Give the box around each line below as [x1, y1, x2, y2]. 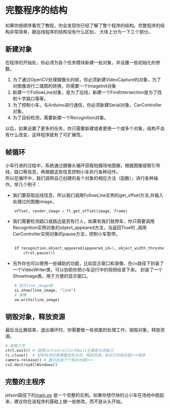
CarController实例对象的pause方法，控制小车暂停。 [12, 231, 120, 237]
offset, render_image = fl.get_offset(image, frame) [14, 208, 128, 213]
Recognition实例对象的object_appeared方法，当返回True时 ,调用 [12, 225, 147, 231]
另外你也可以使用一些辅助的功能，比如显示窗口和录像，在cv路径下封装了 [12, 261, 164, 267]
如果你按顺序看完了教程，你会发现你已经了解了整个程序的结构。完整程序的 [5, 22, 160, 28]
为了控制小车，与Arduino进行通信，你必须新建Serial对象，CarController [12, 102, 162, 108]
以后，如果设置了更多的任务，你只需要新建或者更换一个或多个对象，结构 [5, 125, 156, 131]
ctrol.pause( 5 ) [23, 250, 56, 256]
